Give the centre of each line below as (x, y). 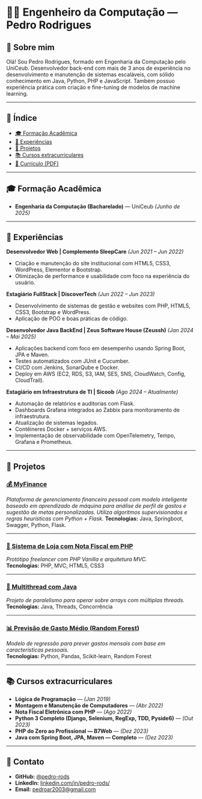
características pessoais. (38, 650)
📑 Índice (22, 118)
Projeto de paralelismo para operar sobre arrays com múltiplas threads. (96, 600)
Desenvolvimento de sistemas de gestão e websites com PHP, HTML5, (103, 306)
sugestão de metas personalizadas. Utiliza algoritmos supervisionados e (97, 512)
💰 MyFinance (27, 484)
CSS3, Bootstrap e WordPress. (53, 312)
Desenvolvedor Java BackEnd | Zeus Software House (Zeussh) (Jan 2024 (100, 330)
